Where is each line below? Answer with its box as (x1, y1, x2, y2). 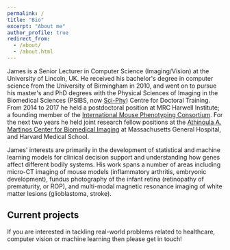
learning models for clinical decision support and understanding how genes (7, 153, 220, 161)
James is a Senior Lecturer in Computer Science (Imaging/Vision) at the (7, 66, 209, 75)
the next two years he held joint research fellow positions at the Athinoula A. (7, 118, 222, 126)
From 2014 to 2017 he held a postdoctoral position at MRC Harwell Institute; (7, 103, 220, 112)
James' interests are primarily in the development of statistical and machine (7, 145, 221, 154)
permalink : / (7, 10, 44, 17)
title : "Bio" (7, 16, 44, 23)
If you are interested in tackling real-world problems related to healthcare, (7, 227, 216, 236)
